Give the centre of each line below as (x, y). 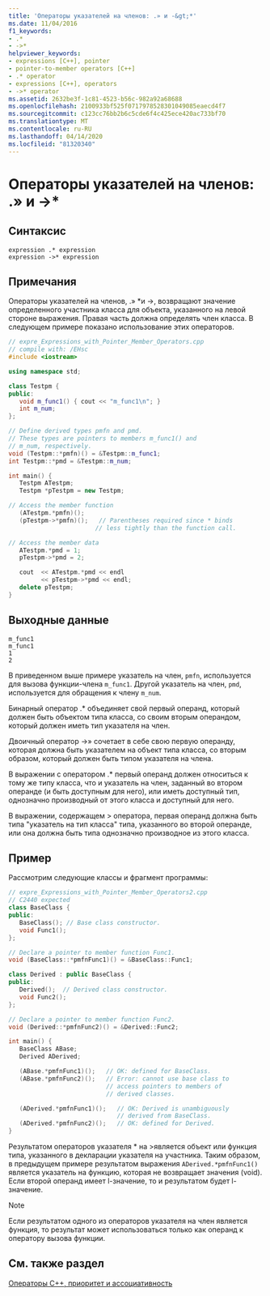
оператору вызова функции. (57, 1238)
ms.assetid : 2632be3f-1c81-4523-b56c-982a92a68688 (95, 99)
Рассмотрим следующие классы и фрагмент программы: (108, 878)
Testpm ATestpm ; (46, 483)
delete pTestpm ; (46, 588)
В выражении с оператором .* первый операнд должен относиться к (129, 774)
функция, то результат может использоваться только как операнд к (126, 1230)
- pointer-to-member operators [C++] (72, 69)
